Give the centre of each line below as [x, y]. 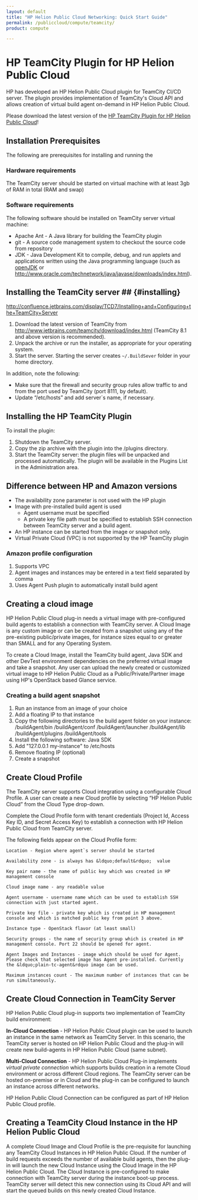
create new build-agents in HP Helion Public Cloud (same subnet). [87, 1050]
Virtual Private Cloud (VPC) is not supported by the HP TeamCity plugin [102, 538]
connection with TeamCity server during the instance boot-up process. [92, 1177]
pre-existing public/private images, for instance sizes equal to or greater [94, 637]
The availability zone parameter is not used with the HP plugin [90, 500]
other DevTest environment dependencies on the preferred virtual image [94, 661]
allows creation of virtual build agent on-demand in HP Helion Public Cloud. [98, 104]
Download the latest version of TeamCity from [71, 324]
